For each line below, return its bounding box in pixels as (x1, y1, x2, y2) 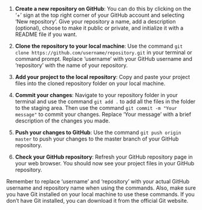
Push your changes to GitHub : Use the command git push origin (15, 129, 181, 136)
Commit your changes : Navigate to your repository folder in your (15, 92, 178, 98)
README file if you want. (15, 31, 77, 38)
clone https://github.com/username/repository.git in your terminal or (15, 49, 192, 56)
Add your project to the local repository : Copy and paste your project (15, 74, 191, 80)
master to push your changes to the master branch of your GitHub (15, 135, 179, 142)
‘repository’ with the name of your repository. (15, 62, 128, 69)
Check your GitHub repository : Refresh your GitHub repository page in (15, 153, 193, 161)
